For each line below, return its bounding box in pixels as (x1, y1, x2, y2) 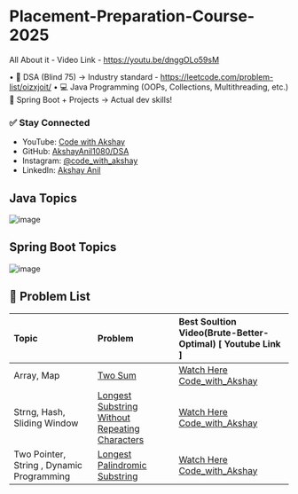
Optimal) (178, 337, 216, 349)
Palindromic (97, 459, 147, 471)
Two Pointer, (13, 448, 67, 460)
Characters (97, 433, 145, 445)
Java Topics (9, 191, 77, 206)
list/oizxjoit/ (9, 82, 51, 92)
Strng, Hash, (13, 405, 66, 418)
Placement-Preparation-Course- (9, 6, 255, 27)
